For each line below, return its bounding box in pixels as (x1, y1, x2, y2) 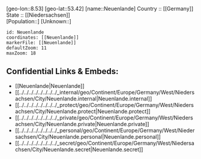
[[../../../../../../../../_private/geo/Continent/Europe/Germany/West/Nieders (14, 114, 194, 121)
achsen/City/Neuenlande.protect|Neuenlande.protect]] (14, 108, 151, 115)
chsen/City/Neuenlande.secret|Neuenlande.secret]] (14, 146, 143, 153)
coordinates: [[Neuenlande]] (6, 35, 79, 41)
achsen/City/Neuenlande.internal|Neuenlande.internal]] (14, 95, 152, 102)
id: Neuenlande (6, 29, 44, 35)
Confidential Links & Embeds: (6, 66, 119, 77)
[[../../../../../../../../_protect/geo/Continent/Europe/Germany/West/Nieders (14, 101, 194, 108)
